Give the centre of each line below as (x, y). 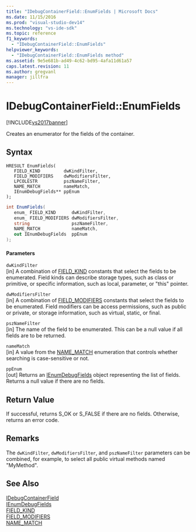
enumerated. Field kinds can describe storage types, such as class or (90, 277)
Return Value (30, 399)
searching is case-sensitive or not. (48, 359)
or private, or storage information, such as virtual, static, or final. (84, 313)
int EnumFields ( (26, 207)
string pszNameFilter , (61, 223)
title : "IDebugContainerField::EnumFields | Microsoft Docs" (82, 11)
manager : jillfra (27, 77)
